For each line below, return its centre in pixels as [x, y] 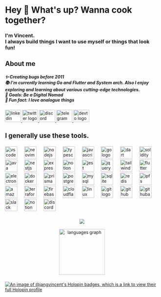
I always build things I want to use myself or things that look [77, 42]
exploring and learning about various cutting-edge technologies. [72, 90]
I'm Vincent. [20, 36]
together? [26, 20]
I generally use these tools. [47, 136]
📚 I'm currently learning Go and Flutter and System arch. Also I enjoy [77, 83]
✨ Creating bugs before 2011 [35, 77]
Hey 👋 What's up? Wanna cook [69, 10]
